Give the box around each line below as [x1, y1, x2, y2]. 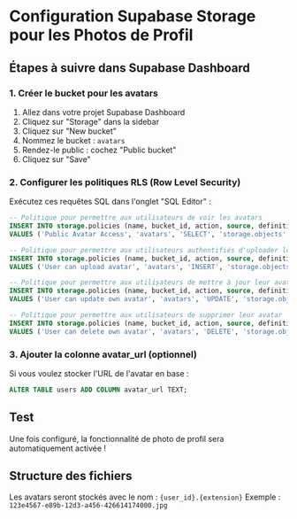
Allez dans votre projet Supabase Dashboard [21, 106, 186, 117]
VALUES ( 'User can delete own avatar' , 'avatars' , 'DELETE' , [9, 327, 240, 336]
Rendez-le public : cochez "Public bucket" [21, 144, 177, 155]
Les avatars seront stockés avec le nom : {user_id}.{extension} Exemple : [9, 492, 281, 502]
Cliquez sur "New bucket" [21, 126, 118, 136]
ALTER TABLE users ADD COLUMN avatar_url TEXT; [9, 385, 188, 394]
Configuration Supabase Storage [9, 6, 256, 27]
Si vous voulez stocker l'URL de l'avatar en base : [9, 368, 189, 378]
